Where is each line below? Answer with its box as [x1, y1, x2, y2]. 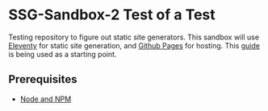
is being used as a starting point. [8, 49, 117, 59]
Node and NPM [19, 94, 72, 104]
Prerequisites [8, 72, 77, 86]
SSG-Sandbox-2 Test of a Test [8, 6, 216, 24]
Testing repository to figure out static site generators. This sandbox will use [8, 32, 260, 42]
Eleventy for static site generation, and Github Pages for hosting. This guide [8, 40, 261, 50]
